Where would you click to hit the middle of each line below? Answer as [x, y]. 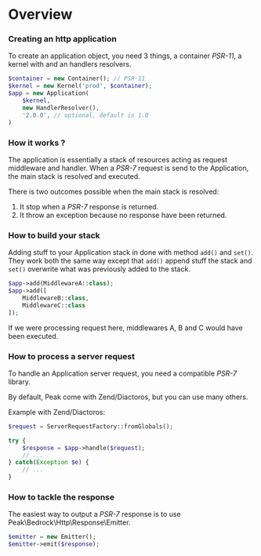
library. [20, 381]
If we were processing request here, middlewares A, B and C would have [125, 328]
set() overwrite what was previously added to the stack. [99, 269]
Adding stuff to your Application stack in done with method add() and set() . [130, 253]
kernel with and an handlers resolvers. [70, 64]
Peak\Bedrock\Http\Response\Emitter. [69, 522]
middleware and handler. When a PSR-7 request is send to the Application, [129, 168]
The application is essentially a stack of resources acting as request [118, 159]
